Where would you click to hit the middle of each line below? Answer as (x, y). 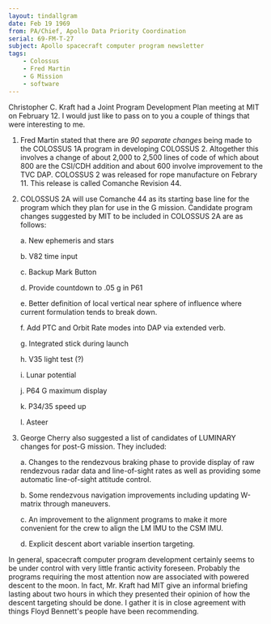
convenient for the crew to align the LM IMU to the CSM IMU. (122, 527)
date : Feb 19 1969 (39, 24)
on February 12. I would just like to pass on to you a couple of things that (129, 115)
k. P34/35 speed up (53, 406)
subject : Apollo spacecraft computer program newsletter (106, 46)
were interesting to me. (47, 124)
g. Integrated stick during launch (74, 343)
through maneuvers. (77, 503)
